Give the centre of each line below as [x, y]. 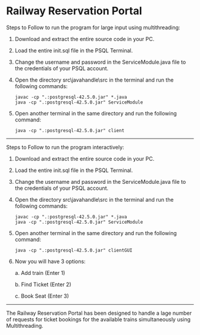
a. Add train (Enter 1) [40, 273]
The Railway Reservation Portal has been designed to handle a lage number [99, 313]
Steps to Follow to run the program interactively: [65, 147]
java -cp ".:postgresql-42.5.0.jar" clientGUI [74, 250]
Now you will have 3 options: [50, 261]
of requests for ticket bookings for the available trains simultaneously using [99, 319]
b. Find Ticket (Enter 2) [43, 284]
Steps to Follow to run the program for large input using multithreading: [93, 27]
